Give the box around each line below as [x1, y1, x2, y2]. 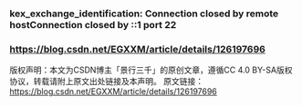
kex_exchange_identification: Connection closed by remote [9, 7, 279, 20]
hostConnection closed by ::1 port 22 [9, 18, 177, 31]
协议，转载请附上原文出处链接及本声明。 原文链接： [9, 76, 203, 87]
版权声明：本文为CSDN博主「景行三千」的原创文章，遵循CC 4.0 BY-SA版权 [9, 64, 293, 75]
